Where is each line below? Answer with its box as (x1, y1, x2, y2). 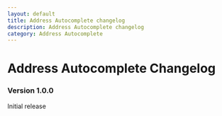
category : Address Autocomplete (7, 30, 103, 37)
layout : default (7, 10, 55, 18)
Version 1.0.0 (7, 86, 54, 95)
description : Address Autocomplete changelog (7, 23, 144, 30)
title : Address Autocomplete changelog (7, 17, 126, 24)
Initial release (7, 102, 46, 110)
